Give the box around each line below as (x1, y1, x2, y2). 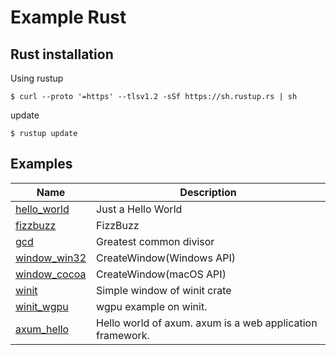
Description (179, 185, 237, 199)
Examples (10, 156, 73, 173)
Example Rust (10, 6, 127, 29)
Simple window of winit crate (96, 283, 232, 297)
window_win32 (15, 251, 87, 265)
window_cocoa (15, 267, 87, 281)
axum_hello (15, 322, 70, 336)
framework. (96, 328, 150, 342)
